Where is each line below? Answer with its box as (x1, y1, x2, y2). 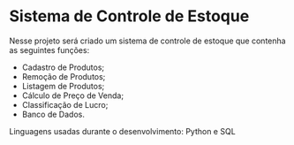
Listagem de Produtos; (21, 80, 105, 91)
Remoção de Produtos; (21, 71, 106, 81)
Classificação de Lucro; (21, 99, 109, 110)
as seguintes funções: (9, 44, 90, 55)
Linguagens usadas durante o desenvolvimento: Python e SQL (9, 126, 236, 136)
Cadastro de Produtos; (21, 62, 105, 72)
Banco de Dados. (21, 109, 86, 119)
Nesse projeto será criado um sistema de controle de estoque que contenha (9, 35, 286, 46)
